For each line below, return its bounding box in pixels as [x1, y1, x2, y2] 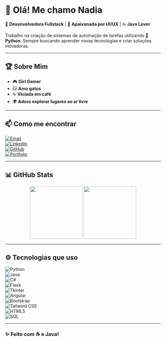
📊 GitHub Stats [5, 170, 53, 179]
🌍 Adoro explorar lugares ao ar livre [12, 98, 88, 104]
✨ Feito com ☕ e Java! [5, 331, 59, 338]
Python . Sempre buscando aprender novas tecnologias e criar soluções [5, 38, 152, 43]
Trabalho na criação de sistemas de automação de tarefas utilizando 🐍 [5, 32, 149, 38]
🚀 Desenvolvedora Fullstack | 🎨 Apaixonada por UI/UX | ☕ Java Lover [5, 21, 151, 27]
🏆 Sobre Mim [5, 63, 48, 71]
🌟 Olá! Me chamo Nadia [5, 4, 103, 16]
